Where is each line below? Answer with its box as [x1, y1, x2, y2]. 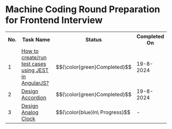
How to [21, 47, 39, 55]
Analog [21, 109, 39, 116]
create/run [21, 54, 47, 61]
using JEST [21, 66, 49, 73]
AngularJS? [21, 79, 49, 86]
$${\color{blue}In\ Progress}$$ [55, 109, 131, 116]
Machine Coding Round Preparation [5, 4, 160, 15]
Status [85, 36, 102, 43]
